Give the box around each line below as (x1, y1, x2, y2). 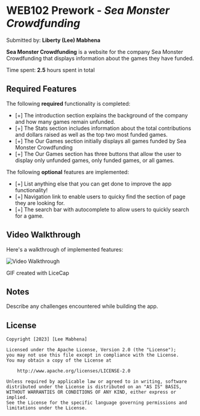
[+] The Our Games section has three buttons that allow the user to (14, 150, 182, 157)
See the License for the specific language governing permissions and (6, 400, 187, 406)
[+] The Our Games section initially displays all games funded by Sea (14, 137, 187, 145)
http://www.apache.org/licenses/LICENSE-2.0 (17, 368, 131, 374)
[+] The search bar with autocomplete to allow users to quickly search (14, 206, 190, 213)
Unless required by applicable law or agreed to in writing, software (6, 379, 187, 385)
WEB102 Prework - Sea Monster (6, 4, 170, 18)
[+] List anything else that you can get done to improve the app (14, 180, 172, 187)
